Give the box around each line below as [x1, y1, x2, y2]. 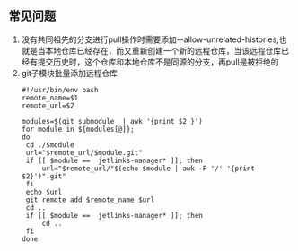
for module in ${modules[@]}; [21, 125, 136, 134]
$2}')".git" [21, 171, 66, 181]
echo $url [25, 187, 63, 196]
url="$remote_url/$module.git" [25, 148, 143, 157]
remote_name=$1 [21, 93, 79, 102]
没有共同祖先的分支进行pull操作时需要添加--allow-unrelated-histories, [21, 34, 279, 45]
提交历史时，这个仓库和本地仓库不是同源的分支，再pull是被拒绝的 [37, 56, 279, 67]
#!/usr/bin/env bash [21, 85, 99, 94]
